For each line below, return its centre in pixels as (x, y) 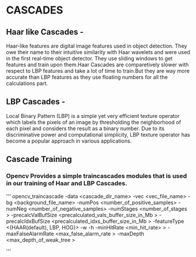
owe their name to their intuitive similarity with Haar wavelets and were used (98, 52)
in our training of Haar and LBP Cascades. (67, 184)
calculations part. (27, 83)
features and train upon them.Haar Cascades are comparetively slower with (97, 65)
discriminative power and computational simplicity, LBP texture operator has (98, 134)
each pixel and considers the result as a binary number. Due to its (85, 128)
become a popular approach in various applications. (69, 141)
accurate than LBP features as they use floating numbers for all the (87, 77)
